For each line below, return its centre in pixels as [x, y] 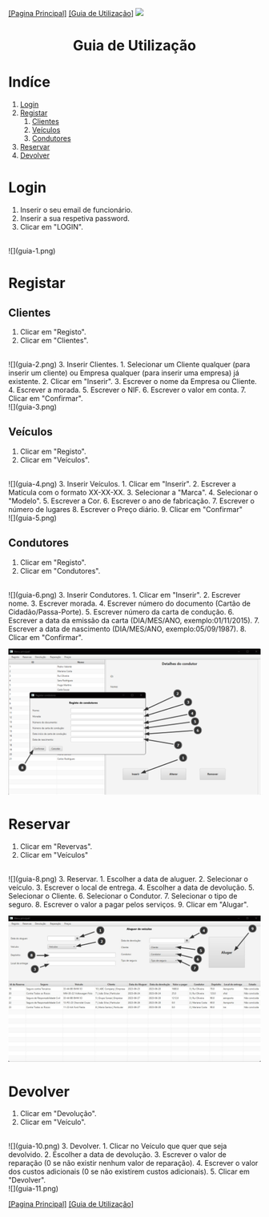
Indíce [29, 82]
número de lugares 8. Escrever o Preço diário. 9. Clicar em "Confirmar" [125, 509]
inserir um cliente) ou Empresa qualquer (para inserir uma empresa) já [124, 373]
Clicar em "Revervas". [56, 846]
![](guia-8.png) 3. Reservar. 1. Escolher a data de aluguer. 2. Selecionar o [128, 879]
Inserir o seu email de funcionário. [76, 210]
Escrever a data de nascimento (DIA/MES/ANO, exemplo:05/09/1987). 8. [127, 629]
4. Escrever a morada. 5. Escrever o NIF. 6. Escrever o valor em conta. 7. [127, 390]
